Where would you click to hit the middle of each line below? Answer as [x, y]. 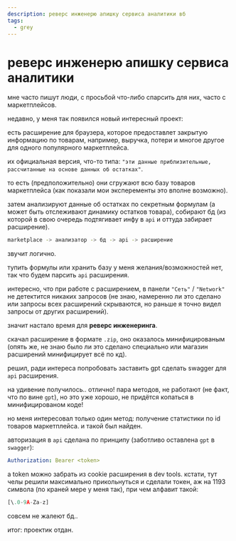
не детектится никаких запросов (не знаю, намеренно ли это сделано [114, 297]
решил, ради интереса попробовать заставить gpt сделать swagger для [117, 369]
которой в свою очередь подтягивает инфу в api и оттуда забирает [110, 220]
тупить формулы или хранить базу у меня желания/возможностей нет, [115, 267]
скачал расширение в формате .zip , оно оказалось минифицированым [116, 339]
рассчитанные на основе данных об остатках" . [75, 169]
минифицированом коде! [45, 405]
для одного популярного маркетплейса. [68, 148]
